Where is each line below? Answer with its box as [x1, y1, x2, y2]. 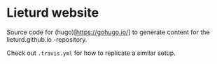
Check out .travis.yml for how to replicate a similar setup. [6, 49, 176, 57]
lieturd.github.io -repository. [6, 35, 87, 43]
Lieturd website [6, 5, 99, 21]
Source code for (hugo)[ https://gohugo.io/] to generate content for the [6, 28, 210, 36]
